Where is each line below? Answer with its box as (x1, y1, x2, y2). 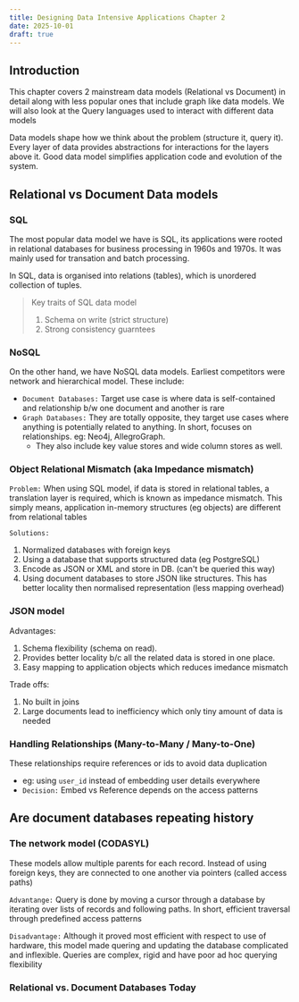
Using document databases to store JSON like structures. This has (21, 573, 268, 584)
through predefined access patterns (9, 913, 143, 923)
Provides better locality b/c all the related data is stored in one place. (21, 652, 276, 662)
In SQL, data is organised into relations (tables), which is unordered (9, 270, 257, 281)
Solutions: (9, 529, 50, 538)
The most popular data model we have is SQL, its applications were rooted (9, 233, 283, 244)
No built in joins (21, 696, 80, 707)
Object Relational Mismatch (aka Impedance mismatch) (9, 463, 254, 476)
